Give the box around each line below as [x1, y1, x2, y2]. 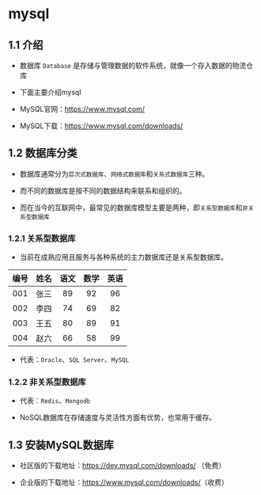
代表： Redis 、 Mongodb [19, 396, 91, 406]
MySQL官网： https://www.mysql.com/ [19, 105, 145, 113]
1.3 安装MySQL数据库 [8, 438, 115, 451]
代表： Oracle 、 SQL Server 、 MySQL [19, 355, 130, 364]
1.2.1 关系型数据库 [8, 233, 76, 244]
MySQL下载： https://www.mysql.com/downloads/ [19, 121, 183, 131]
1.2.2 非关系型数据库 [8, 377, 86, 388]
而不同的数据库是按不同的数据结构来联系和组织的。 [19, 185, 187, 195]
